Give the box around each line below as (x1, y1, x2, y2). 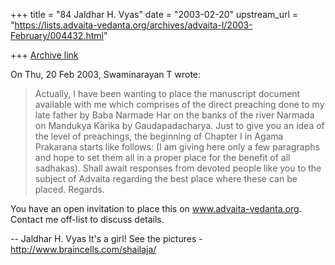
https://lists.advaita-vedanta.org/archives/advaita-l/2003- (14, 19, 253, 31)
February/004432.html (10, 30, 104, 41)
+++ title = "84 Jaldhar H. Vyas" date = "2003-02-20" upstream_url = (10, 9, 299, 20)
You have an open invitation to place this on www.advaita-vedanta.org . (10, 203, 302, 214)
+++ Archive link (10, 49, 79, 61)
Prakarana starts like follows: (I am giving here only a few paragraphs (34, 141, 320, 153)
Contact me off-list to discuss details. (10, 214, 165, 225)
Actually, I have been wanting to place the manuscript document (34, 88, 301, 99)
